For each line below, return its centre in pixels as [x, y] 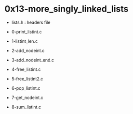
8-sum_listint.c [26, 107]
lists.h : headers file [31, 22]
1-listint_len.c [25, 41]
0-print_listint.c [27, 32]
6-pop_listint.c [26, 88]
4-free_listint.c [26, 69]
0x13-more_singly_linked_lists [66, 9]
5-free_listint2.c [27, 79]
